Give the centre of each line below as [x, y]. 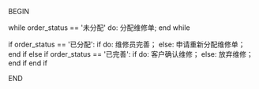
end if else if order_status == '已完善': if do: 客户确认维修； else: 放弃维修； [131, 54]
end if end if [28, 63]
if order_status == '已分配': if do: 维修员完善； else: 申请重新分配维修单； [127, 44]
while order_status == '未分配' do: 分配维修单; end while [99, 28]
